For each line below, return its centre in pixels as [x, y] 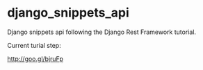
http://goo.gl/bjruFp [35, 59]
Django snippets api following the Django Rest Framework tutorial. [102, 32]
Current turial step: [34, 45]
